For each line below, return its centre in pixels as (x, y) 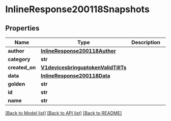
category (19, 59)
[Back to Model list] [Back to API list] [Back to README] (64, 113)
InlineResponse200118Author (78, 51)
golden (17, 84)
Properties (22, 28)
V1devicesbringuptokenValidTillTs (83, 67)
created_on (22, 67)
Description (146, 42)
